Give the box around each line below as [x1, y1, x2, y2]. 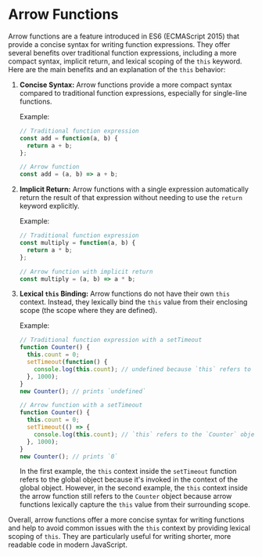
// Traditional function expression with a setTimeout [19, 336, 203, 344]
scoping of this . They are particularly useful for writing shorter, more [8, 532, 231, 541]
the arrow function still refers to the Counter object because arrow [19, 492, 232, 501]
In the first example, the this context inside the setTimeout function [19, 467, 237, 476]
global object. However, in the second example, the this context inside [19, 483, 249, 493]
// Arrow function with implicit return [19, 268, 153, 275]
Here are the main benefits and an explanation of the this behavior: [8, 64, 226, 74]
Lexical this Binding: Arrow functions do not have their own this [19, 289, 231, 299]
